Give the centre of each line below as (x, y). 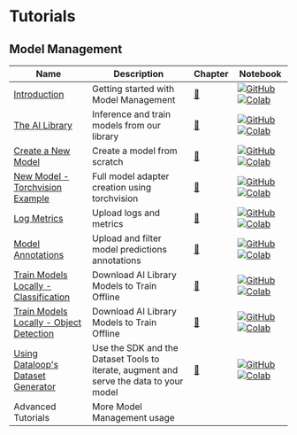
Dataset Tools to (126, 359)
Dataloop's (36, 365)
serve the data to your (138, 381)
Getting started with (133, 89)
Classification (42, 297)
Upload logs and (126, 213)
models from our (127, 125)
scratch (108, 162)
